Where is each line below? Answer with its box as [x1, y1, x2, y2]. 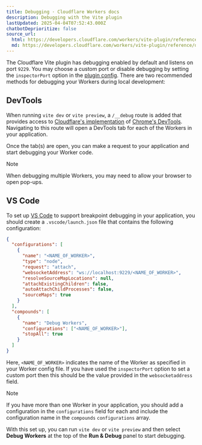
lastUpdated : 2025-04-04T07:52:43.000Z [6, 20, 106, 26]
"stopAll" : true [22, 331, 63, 337]
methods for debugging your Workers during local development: [6, 78, 165, 85]
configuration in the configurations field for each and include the [6, 407, 168, 415]
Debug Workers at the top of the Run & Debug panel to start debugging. [6, 432, 186, 439]
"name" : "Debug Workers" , [22, 320, 87, 326]
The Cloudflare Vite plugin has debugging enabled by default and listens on [6, 58, 194, 66]
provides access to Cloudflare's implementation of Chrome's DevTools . [6, 118, 183, 125]
